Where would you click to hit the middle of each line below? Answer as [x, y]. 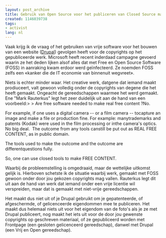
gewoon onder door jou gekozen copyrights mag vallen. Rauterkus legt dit [81, 178]
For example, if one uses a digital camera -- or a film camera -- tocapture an [83, 113]
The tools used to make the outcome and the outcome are [64, 143]
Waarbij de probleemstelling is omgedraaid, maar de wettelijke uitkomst [78, 168]
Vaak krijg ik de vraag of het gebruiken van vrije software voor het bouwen [81, 47]
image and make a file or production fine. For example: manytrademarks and [83, 118]
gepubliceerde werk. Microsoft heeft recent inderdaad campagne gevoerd [81, 57]
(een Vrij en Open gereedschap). [39, 230]
